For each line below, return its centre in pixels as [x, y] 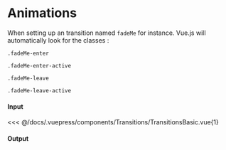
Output [18, 138]
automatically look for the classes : [58, 40]
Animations [42, 13]
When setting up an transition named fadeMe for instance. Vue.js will [107, 33]
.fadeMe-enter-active [39, 65]
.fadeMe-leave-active [39, 90]
